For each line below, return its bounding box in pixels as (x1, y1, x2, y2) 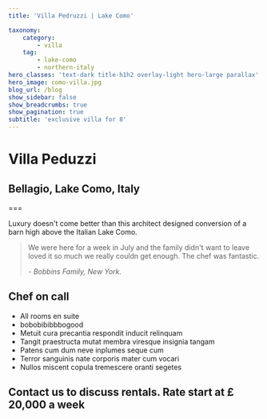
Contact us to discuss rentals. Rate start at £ (8, 385, 234, 399)
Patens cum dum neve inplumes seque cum (19, 345, 164, 355)
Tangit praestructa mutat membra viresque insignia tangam (19, 336, 215, 346)
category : (22, 34, 56, 42)
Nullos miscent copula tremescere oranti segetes (19, 362, 182, 372)
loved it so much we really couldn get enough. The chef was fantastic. (27, 252, 260, 260)
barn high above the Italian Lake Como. (8, 228, 137, 236)
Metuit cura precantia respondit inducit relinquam (19, 328, 183, 337)
